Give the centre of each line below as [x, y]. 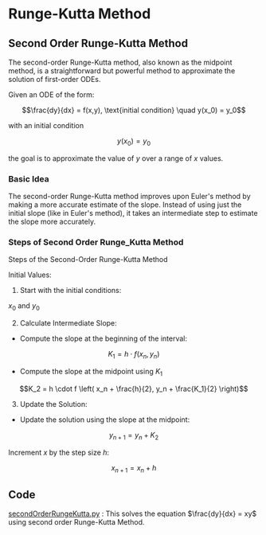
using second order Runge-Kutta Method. [76, 522]
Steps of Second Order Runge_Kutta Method [96, 242]
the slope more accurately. [52, 222]
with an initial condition [46, 125]
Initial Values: [30, 275]
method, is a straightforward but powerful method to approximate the [122, 71]
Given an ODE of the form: [51, 95]
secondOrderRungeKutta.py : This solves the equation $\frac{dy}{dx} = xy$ [133, 514]
